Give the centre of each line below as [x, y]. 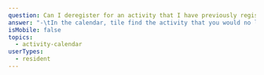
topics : [21, 37]
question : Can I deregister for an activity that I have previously [123, 15]
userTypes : [26, 52]
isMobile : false [35, 30]
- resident [33, 59]
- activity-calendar [49, 45]
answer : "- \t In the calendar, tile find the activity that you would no [130, 23]
